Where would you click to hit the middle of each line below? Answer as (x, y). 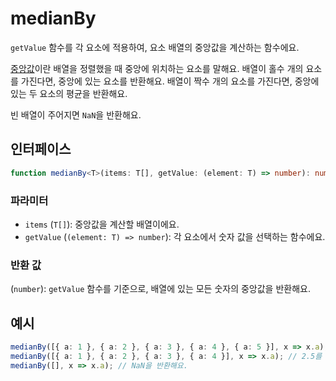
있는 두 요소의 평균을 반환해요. (69, 93)
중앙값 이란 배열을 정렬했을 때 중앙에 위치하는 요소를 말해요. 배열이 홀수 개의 (157, 68)
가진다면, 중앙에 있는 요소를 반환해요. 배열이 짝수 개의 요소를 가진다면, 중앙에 (170, 81)
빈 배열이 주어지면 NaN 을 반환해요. (76, 114)
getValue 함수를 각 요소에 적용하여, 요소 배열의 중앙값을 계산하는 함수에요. (155, 47)
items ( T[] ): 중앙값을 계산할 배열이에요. (102, 224)
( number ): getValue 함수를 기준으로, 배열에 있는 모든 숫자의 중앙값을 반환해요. (160, 289)
